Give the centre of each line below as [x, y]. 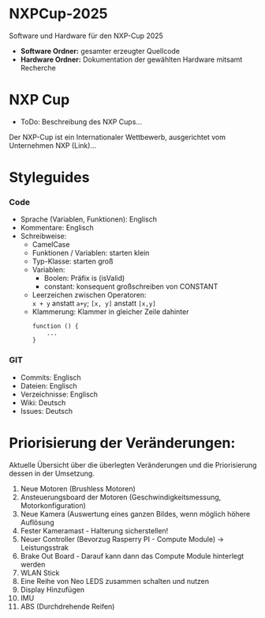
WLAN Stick [40, 573]
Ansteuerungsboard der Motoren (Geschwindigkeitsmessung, [121, 497]
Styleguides [49, 178]
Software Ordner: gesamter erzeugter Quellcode [100, 51]
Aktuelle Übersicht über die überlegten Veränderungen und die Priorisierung [133, 464]
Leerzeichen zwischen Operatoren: [89, 295]
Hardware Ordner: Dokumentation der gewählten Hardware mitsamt [131, 59]
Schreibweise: [43, 236]
